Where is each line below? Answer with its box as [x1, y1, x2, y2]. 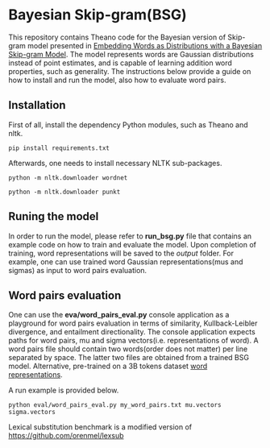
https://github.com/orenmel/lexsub [8, 431, 124, 441]
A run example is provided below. [8, 385, 119, 396]
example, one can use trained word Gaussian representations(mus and [8, 256, 243, 267]
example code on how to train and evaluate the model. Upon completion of [8, 239, 256, 249]
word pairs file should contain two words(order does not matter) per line [8, 344, 248, 354]
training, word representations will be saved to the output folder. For [8, 248, 235, 258]
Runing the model [8, 209, 99, 223]
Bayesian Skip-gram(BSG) [8, 6, 187, 24]
